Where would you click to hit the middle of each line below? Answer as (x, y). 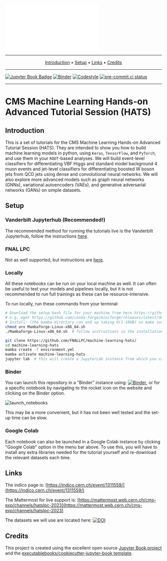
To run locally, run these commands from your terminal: (62, 304)
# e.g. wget (17, 318)
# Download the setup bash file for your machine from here (69, 313)
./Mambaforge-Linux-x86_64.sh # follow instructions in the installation (84, 331)
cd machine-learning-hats (32, 345)
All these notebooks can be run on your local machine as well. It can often (81, 283)
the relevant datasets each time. (38, 457)
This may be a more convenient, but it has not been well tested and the (78, 413)
